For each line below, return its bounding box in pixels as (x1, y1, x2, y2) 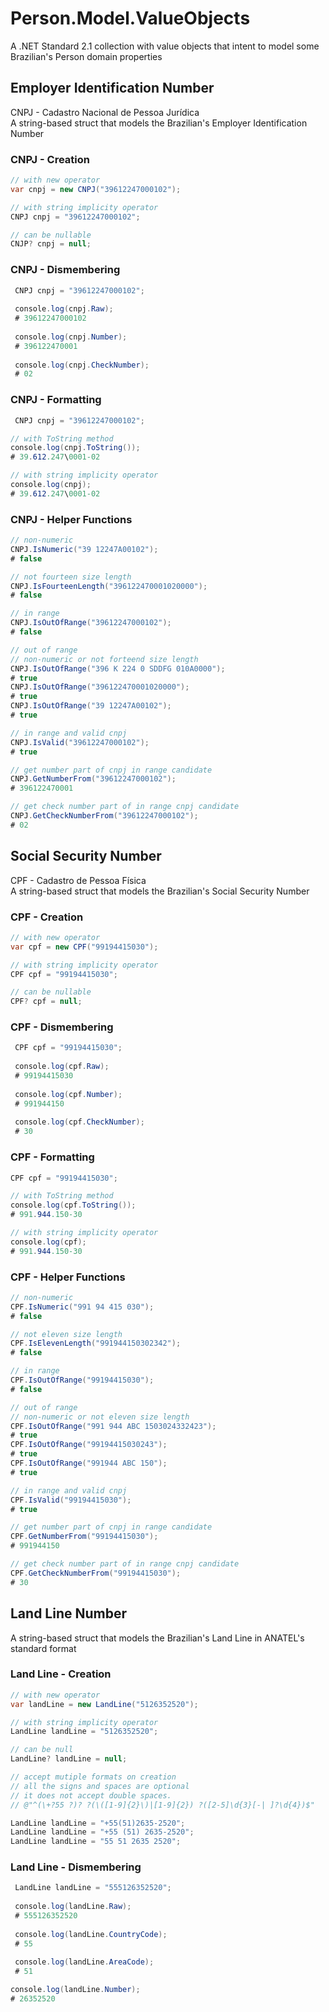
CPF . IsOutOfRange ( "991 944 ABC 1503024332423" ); (10, 1421, 217, 1431)
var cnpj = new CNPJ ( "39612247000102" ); (10, 184, 182, 194)
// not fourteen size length (10, 572, 132, 582)
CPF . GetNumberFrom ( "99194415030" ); (10, 1532, 159, 1542)
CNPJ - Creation (10, 152, 90, 166)
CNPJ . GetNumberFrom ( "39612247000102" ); (10, 774, 177, 784)
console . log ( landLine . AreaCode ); (14, 1957, 155, 1967)
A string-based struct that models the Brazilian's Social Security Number (10, 885, 310, 897)
